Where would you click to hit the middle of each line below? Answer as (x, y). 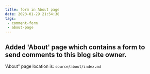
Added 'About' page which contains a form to (75, 47)
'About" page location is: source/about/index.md (53, 66)
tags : (10, 18)
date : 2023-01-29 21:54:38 (32, 14)
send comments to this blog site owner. (66, 54)
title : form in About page (32, 9)
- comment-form (22, 23)
